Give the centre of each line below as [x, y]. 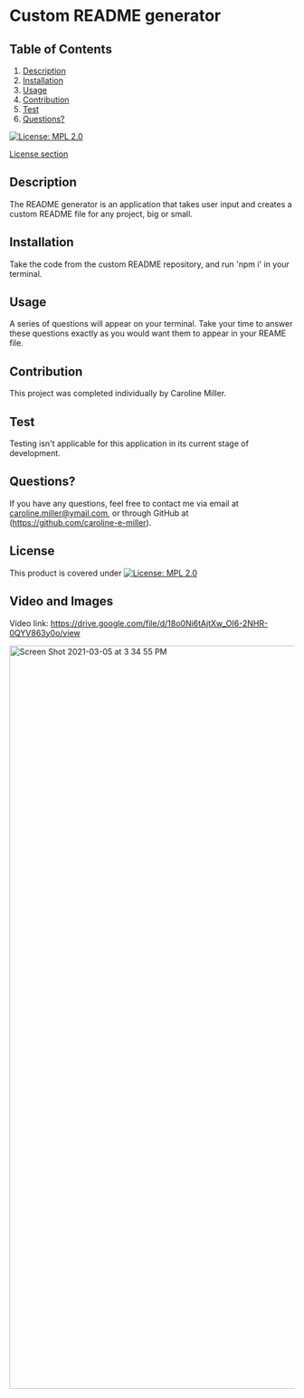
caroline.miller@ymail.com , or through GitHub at [99, 513]
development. [35, 453]
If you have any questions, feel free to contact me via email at [124, 503]
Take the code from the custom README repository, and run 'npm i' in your [149, 264]
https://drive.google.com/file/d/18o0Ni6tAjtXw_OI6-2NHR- [159, 623]
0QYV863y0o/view [45, 632]
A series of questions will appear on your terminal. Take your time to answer [151, 324]
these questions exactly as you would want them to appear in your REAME [148, 333]
